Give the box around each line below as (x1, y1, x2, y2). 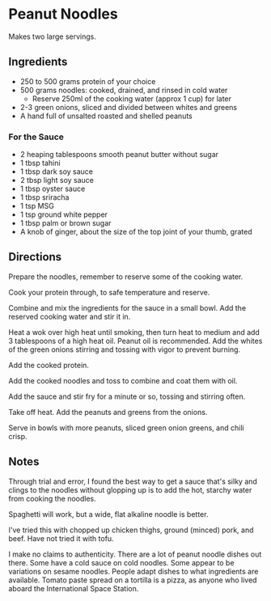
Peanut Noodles (8, 5, 119, 23)
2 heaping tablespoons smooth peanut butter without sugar (19, 150, 219, 159)
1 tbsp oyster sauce (19, 184, 86, 194)
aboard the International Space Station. (8, 583, 139, 593)
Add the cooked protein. (8, 360, 89, 370)
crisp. (8, 431, 28, 441)
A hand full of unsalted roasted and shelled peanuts (19, 111, 193, 121)
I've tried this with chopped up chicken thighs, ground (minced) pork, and (8, 525, 254, 535)
